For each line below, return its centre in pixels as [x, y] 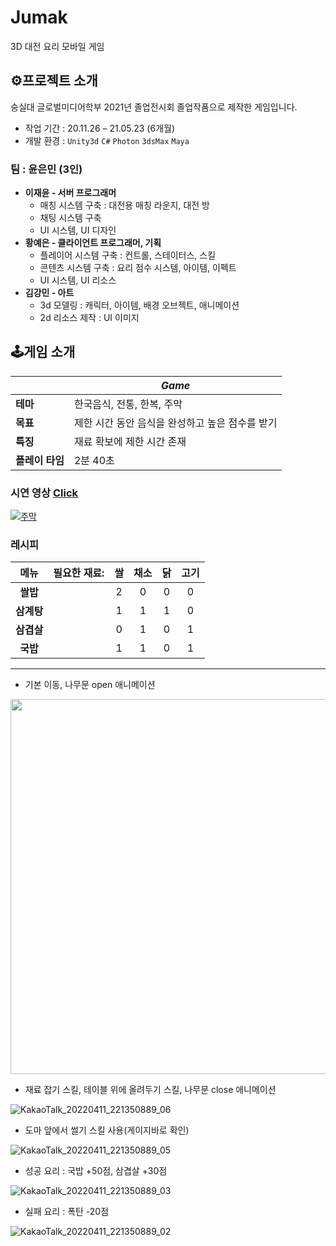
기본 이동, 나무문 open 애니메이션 [90, 685]
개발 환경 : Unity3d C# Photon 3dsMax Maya [107, 140]
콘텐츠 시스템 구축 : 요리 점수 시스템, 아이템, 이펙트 [138, 268]
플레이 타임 [40, 460]
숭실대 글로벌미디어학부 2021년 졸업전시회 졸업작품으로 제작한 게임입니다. [154, 107]
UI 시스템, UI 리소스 [78, 280]
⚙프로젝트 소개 [54, 81]
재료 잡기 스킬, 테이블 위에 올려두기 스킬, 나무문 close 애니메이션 [150, 1090]
